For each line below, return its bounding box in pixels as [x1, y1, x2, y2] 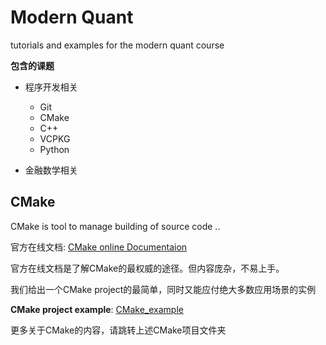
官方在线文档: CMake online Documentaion [10, 241, 188, 253]
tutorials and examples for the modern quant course [10, 39, 225, 51]
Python [39, 143, 70, 155]
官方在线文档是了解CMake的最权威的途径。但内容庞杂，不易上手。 [10, 262, 285, 274]
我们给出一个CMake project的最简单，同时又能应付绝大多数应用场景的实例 [10, 283, 317, 295]
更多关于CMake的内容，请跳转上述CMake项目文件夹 [10, 324, 227, 336]
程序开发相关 [24, 81, 78, 93]
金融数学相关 [24, 164, 78, 176]
